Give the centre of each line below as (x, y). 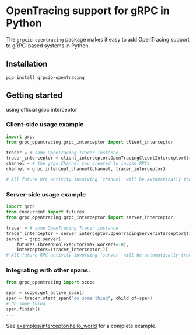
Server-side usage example (46, 194)
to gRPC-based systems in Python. (48, 46)
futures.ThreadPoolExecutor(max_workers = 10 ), (73, 244)
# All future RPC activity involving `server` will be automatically (92, 255)
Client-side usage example (45, 125)
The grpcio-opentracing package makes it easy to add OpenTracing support (98, 39)
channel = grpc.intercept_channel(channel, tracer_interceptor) (86, 169)
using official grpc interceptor (42, 109)
